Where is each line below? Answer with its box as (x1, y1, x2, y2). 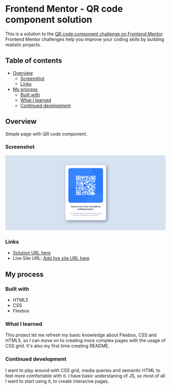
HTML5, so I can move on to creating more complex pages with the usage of (5, 338, 166, 344)
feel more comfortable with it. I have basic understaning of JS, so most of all (5, 373, 165, 379)
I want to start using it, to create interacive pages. (5, 378, 109, 384)
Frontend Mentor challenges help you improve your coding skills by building (5, 36, 164, 42)
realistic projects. (5, 41, 42, 47)
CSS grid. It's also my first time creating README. (5, 343, 110, 349)
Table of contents (5, 57, 62, 65)
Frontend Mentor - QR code (5, 3, 123, 15)
